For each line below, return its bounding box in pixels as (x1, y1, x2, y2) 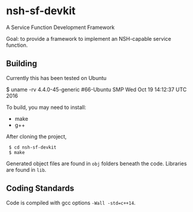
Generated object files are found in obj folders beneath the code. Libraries (6, 160, 187, 167)
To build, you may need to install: (6, 104, 87, 111)
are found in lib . (6, 166, 47, 173)
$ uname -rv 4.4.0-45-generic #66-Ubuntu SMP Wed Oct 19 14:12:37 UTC (6, 86, 187, 93)
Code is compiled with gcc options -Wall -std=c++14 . (6, 199, 136, 206)
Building (6, 59, 37, 69)
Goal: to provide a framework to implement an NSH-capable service (6, 35, 171, 42)
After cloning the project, (6, 133, 67, 140)
